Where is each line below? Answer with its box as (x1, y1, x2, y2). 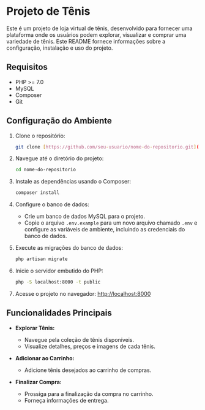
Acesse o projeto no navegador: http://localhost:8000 (15, 290, 151, 297)
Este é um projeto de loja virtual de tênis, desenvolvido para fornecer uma (6, 25, 193, 32)
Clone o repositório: (15, 132, 65, 139)
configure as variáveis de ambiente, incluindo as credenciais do (24, 226, 185, 233)
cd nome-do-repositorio (15, 167, 76, 173)
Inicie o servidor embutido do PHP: (15, 267, 103, 274)
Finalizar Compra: (15, 378, 62, 385)
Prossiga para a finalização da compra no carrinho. (24, 390, 154, 397)
